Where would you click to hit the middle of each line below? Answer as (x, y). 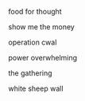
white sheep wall (36, 88)
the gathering (31, 73)
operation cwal (33, 42)
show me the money (42, 27)
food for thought (35, 12)
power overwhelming (43, 58)
